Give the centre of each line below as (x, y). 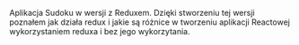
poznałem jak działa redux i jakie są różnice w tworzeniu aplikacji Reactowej (149, 22)
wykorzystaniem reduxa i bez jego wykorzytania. (100, 31)
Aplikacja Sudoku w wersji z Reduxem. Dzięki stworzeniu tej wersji (132, 13)
